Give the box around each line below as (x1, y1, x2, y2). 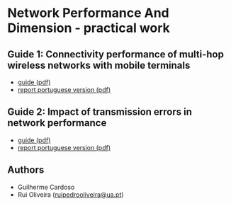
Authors (7, 164, 45, 176)
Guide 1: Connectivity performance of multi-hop (7, 48, 225, 60)
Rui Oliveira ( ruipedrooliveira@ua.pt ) (17, 190, 124, 199)
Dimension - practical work (7, 20, 170, 36)
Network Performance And (7, 5, 170, 21)
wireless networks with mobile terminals (7, 59, 191, 71)
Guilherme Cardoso (17, 183, 75, 191)
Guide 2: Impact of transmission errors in (7, 106, 193, 118)
